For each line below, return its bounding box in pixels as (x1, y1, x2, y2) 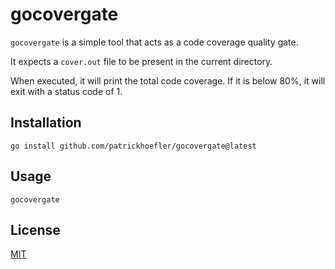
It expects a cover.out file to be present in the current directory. (10, 55, 273, 67)
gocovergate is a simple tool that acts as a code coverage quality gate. (10, 36, 299, 48)
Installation (10, 114, 82, 132)
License (10, 221, 61, 238)
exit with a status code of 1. (10, 85, 123, 97)
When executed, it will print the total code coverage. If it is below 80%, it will (10, 74, 326, 87)
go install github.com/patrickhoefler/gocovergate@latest (10, 141, 257, 151)
